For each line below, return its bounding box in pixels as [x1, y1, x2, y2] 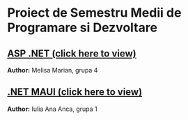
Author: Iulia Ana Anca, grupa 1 [7, 105, 97, 113]
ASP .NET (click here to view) [7, 47, 137, 59]
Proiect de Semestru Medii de [7, 5, 182, 21]
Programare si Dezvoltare [7, 20, 158, 36]
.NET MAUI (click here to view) [7, 86, 143, 98]
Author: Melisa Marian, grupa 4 [7, 66, 98, 74]
